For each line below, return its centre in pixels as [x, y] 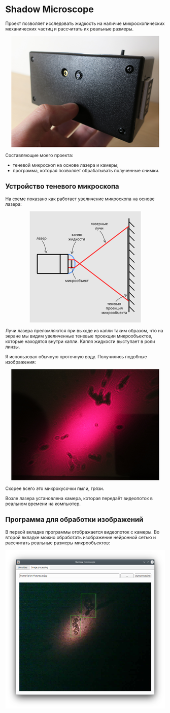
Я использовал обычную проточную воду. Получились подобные [76, 356]
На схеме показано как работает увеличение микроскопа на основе [80, 199]
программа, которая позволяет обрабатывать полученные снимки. [86, 170]
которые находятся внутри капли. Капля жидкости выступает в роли [80, 341]
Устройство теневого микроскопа [62, 187]
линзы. [13, 347]
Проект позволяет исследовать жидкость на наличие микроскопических [85, 23]
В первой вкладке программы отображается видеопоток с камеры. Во [82, 532]
